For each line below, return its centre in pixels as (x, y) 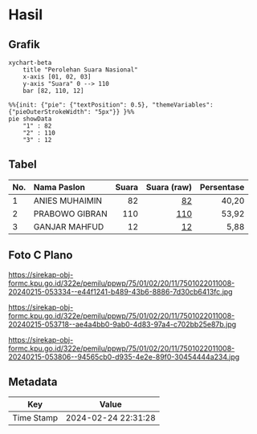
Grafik (24, 45)
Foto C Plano (41, 256)
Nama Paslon (59, 187)
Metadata (33, 382)
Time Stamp (35, 418)
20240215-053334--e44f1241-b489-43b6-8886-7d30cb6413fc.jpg (120, 291)
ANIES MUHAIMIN (68, 201)
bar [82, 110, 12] (53, 91)
